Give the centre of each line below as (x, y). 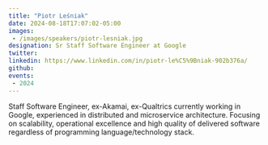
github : (21, 68)
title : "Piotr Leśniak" (49, 16)
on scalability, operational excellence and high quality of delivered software (134, 123)
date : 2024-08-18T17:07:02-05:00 (65, 23)
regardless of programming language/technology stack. (101, 132)
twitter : (23, 53)
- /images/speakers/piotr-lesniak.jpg (77, 38)
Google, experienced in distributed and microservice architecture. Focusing (134, 114)
